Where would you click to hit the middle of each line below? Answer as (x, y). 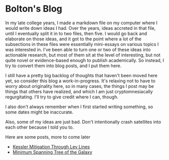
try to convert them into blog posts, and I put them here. (64, 66)
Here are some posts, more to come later (48, 137)
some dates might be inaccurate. (39, 112)
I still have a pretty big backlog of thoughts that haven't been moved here (81, 75)
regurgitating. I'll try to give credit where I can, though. (62, 97)
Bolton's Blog (34, 9)
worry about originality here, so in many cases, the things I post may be (80, 86)
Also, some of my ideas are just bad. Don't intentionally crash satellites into (83, 122)
